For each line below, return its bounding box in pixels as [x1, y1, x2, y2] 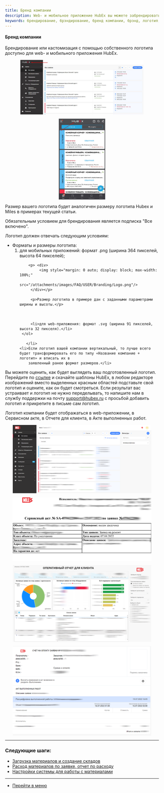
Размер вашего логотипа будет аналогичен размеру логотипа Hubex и [5, 203, 153, 209]
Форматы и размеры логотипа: [12, 242, 77, 248]
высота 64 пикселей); [19, 253, 65, 258]
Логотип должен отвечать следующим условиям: [5, 233, 109, 238]
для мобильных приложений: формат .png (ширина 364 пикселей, [19, 247, 158, 253]
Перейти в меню [12, 783, 47, 789]
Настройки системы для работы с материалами [12, 769, 113, 774]
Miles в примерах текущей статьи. [5, 209, 77, 214]
